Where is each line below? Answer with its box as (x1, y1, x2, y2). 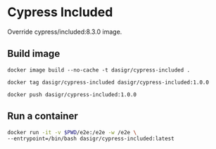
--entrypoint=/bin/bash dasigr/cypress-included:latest (7, 135, 174, 143)
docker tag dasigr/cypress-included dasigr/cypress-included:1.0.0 (7, 79, 210, 86)
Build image (7, 48, 61, 60)
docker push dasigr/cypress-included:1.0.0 (7, 91, 137, 98)
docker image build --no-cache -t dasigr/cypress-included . (7, 66, 191, 74)
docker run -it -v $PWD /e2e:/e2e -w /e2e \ (7, 129, 137, 136)
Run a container (7, 110, 79, 122)
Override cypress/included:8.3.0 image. (7, 27, 122, 36)
